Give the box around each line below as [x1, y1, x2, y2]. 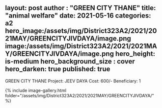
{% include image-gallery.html [5, 87, 67, 93]
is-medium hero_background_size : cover [5, 57, 135, 65]
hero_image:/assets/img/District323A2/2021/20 [5, 27, 157, 35]
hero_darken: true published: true [5, 65, 110, 73]
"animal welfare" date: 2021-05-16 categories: [5, 12, 151, 20]
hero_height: [115, 50, 156, 58]
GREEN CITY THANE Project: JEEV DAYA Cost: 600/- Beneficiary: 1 [5, 78, 141, 84]
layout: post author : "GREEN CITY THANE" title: [5, 4, 156, 12]
